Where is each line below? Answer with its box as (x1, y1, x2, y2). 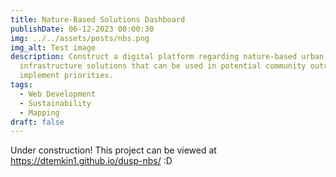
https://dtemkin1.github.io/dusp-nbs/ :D (10, 155, 173, 167)
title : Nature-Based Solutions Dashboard (10, 14, 186, 25)
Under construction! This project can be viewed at (10, 144, 217, 156)
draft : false (10, 117, 65, 127)
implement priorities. (19, 71, 114, 81)
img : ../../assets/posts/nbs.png (10, 33, 150, 43)
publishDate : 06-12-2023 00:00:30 (10, 24, 155, 34)
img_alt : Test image (10, 42, 97, 53)
